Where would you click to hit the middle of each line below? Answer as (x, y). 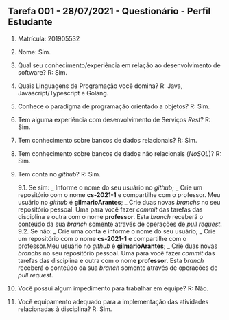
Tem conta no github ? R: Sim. (59, 174)
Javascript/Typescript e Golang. (63, 93)
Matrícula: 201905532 (49, 38)
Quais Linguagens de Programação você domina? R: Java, (100, 86)
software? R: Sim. (43, 72)
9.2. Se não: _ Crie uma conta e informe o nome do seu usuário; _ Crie (117, 231)
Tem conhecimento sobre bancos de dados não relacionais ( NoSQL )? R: (119, 153)
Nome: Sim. (34, 52)
